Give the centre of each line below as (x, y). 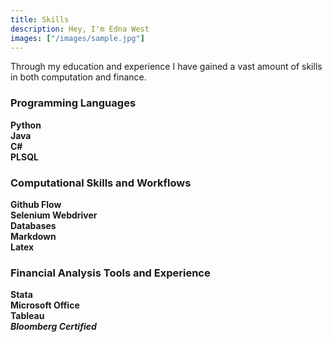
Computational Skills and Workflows (101, 183)
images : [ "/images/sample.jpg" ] (77, 38)
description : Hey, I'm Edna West (80, 29)
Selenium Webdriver (54, 215)
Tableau (27, 316)
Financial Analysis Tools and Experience (110, 273)
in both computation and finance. (78, 77)
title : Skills (40, 19)
